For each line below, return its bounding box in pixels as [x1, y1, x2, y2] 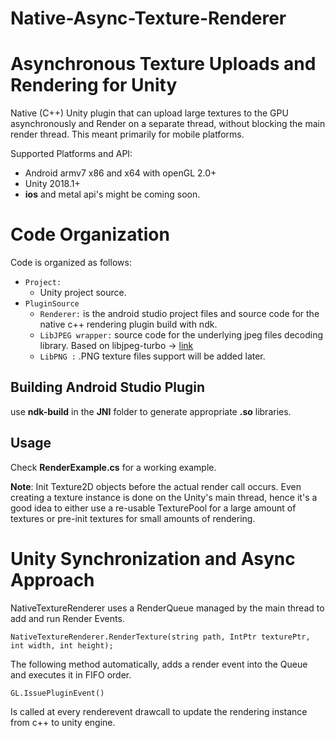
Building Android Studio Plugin [10, 379, 206, 396]
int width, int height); [10, 640, 114, 651]
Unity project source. [39, 287, 127, 299]
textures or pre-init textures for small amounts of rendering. [10, 512, 256, 524]
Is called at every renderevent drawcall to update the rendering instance [10, 705, 308, 717]
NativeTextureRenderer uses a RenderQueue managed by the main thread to [10, 602, 325, 614]
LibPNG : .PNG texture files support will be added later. [39, 350, 266, 362]
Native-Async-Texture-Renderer [10, 7, 287, 30]
